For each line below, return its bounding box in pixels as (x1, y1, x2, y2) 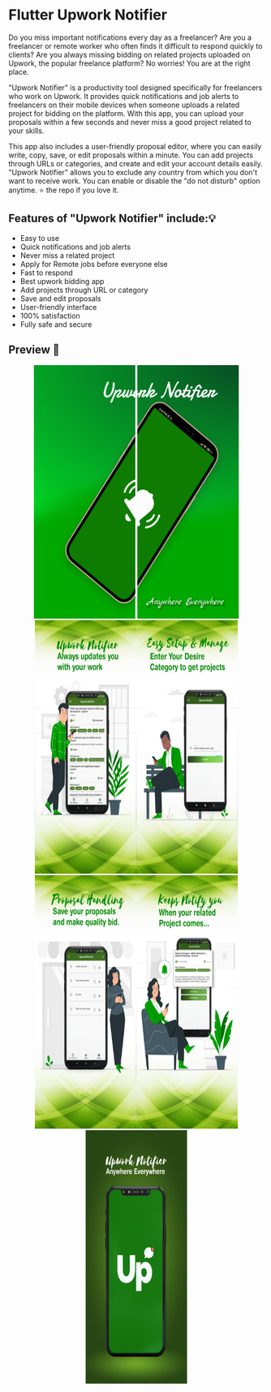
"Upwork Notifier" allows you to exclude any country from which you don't (8, 167, 258, 177)
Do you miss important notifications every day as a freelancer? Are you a (8, 32, 252, 42)
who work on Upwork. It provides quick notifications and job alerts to (8, 91, 239, 101)
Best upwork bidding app (19, 276, 105, 286)
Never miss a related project (19, 250, 115, 260)
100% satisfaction (19, 311, 80, 320)
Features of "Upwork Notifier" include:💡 (8, 212, 217, 226)
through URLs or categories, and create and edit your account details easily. (8, 158, 264, 168)
